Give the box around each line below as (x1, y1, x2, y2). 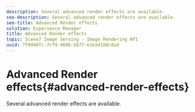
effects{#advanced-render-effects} (6, 80, 190, 94)
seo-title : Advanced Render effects (6, 20, 98, 26)
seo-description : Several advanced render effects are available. (6, 14, 176, 20)
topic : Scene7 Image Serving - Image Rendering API (6, 36, 138, 42)
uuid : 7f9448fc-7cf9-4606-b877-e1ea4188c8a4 (6, 42, 119, 48)
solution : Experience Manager (6, 25, 82, 32)
